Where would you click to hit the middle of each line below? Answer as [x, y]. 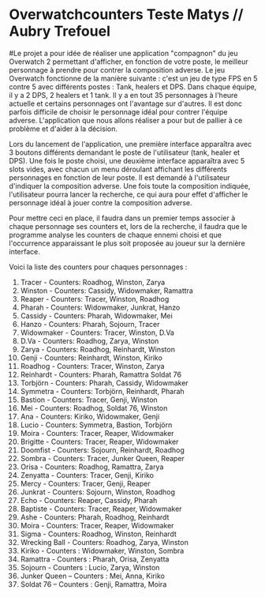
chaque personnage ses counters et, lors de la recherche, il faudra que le [128, 226]
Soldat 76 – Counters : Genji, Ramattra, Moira [93, 584]
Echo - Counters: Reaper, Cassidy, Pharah [89, 500]
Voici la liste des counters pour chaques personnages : [98, 267]
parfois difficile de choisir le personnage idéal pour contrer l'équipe [118, 111]
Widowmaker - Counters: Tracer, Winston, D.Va [97, 332]
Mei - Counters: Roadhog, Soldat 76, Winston [94, 407]
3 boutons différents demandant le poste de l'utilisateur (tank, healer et [124, 152]
